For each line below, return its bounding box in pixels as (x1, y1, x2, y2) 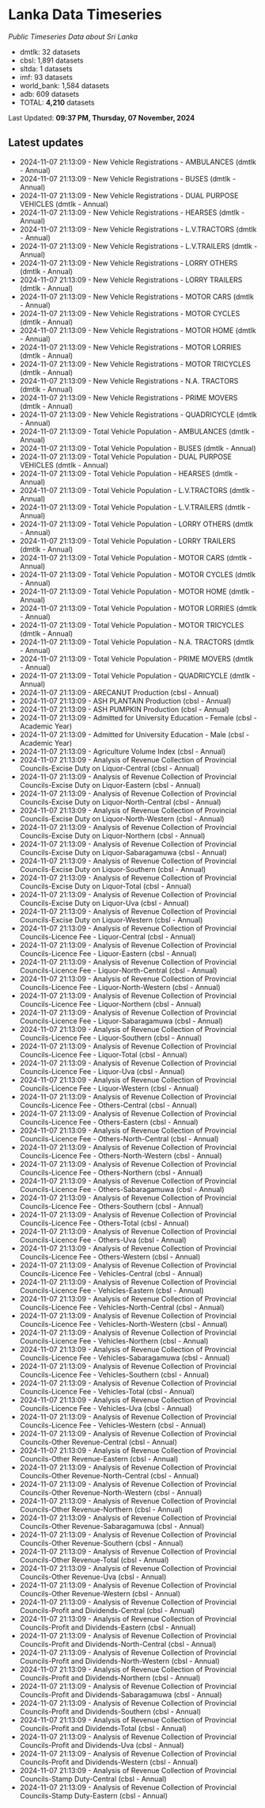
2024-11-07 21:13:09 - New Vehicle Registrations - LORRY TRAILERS (19, 275, 243, 285)
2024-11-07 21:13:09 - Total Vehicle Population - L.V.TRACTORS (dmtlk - (19, 485, 256, 495)
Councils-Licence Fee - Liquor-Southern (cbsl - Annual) (19, 1033, 203, 1042)
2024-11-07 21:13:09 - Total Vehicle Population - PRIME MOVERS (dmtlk (19, 654, 254, 663)
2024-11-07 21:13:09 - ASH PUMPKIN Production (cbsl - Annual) (19, 704, 229, 714)
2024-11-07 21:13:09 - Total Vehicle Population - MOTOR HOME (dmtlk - (19, 587, 255, 596)
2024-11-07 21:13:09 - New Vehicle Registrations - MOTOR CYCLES (19, 308, 240, 318)
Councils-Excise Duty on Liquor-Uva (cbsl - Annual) (19, 898, 190, 908)
